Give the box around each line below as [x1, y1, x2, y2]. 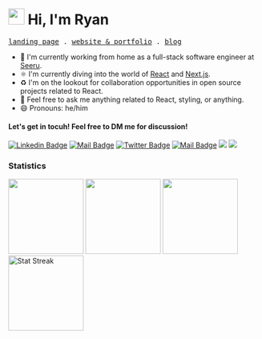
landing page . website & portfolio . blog [8, 37, 182, 46]
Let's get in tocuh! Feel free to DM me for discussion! [8, 121, 188, 131]
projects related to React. [19, 86, 104, 95]
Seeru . [19, 60, 42, 70]
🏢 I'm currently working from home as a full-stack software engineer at [19, 52, 255, 62]
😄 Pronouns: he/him [19, 103, 88, 112]
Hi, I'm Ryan [27, 10, 110, 29]
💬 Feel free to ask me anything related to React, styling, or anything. [19, 95, 244, 104]
